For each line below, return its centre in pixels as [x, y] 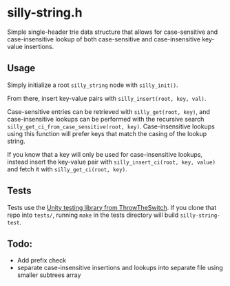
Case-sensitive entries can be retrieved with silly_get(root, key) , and [108, 111]
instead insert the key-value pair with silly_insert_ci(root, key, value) [111, 162]
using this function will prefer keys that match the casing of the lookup [107, 133]
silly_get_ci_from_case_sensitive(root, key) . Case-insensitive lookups [111, 126]
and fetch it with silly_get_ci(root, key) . [67, 169]
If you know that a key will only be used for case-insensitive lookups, [105, 154]
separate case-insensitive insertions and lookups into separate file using [120, 268]
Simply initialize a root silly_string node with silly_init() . [93, 85]
